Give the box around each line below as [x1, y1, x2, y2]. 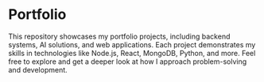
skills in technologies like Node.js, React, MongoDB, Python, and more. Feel [8, 48, 256, 58]
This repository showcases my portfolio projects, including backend [8, 32, 231, 41]
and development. [8, 65, 68, 74]
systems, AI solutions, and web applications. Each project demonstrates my [8, 39, 256, 49]
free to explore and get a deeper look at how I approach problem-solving [8, 57, 247, 66]
